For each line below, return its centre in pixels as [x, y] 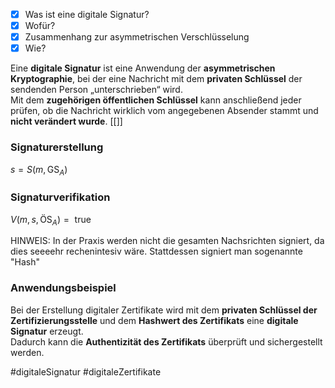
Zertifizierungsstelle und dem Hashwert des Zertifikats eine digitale [154, 320]
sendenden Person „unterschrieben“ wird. [96, 90]
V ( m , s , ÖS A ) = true [51, 220]
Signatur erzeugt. [47, 331]
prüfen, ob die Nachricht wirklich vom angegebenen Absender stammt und [164, 111]
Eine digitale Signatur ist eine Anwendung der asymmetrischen [143, 68]
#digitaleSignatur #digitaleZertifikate [86, 371]
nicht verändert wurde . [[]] [66, 121]
